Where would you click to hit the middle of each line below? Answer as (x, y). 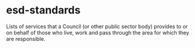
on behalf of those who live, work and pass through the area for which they (98, 32)
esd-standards (43, 10)
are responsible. (26, 39)
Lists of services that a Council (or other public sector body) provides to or (97, 26)
